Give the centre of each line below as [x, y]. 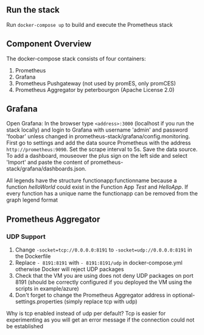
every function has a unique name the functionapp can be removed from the [102, 194]
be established [25, 326]
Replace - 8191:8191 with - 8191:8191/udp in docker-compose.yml [99, 263]
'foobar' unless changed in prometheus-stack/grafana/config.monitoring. [98, 136]
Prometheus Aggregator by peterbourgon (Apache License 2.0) [95, 90]
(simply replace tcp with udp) [100, 301]
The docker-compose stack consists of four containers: [76, 58]
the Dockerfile [33, 256]
